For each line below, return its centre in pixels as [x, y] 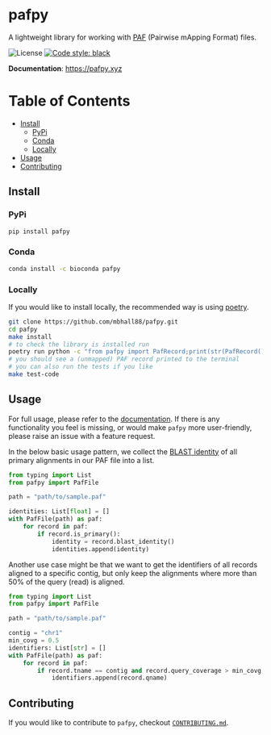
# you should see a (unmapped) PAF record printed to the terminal [124, 359]
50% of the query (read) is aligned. [67, 582]
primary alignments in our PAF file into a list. [81, 460]
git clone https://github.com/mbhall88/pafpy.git [94, 322]
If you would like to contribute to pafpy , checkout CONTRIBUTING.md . [119, 723]
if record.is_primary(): [79, 534]
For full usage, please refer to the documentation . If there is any [114, 419]
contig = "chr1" [35, 633]
